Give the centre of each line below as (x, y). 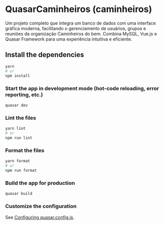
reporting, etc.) (24, 95)
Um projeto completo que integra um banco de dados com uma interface (81, 23)
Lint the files (21, 118)
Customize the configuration (41, 206)
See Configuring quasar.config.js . (40, 217)
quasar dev (17, 105)
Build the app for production (40, 183)
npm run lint (19, 138)
